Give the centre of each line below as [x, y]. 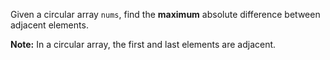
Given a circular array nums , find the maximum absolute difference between [165, 14]
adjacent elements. [49, 25]
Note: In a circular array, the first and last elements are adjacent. [143, 44]
